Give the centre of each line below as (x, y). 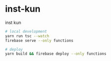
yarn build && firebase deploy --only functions (56, 54)
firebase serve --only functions (39, 41)
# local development (26, 31)
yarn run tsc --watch (27, 36)
